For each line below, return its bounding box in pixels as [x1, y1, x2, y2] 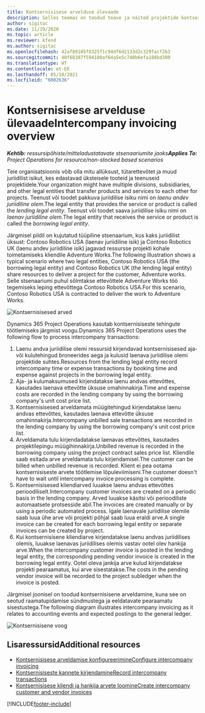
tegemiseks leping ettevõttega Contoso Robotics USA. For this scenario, [7, 283, 186, 291]
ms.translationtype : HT [7, 60, 68, 66]
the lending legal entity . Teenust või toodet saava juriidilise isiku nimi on [7, 207, 187, 214]
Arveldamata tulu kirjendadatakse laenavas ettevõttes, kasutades [15, 436, 179, 444]
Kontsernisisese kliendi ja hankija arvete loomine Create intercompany [15, 682, 190, 689]
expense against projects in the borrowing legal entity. [15, 371, 152, 379]
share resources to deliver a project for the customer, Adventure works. [7, 271, 186, 278]
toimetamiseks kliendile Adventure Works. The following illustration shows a [7, 251, 196, 258]
